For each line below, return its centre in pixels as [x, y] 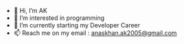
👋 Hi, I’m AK [31, 11]
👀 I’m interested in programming [59, 18]
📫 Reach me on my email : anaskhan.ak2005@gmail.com [95, 33]
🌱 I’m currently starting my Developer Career [77, 25]
